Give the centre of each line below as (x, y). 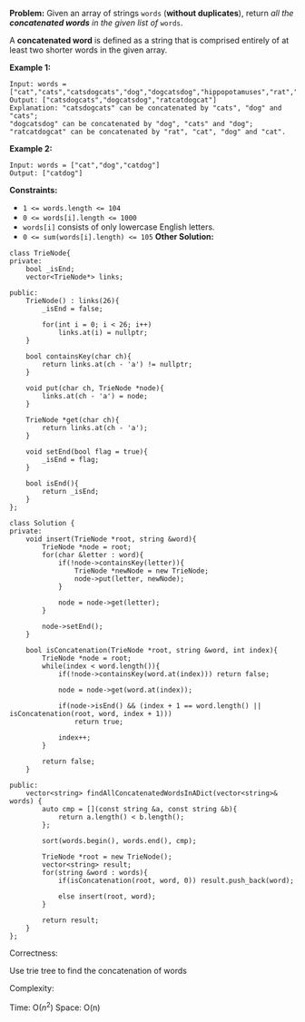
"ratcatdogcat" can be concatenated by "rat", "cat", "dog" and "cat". (148, 132)
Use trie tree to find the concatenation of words (98, 971)
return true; (99, 722)
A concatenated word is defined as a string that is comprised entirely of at (149, 40)
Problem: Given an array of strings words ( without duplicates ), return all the (152, 13)
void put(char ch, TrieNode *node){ (95, 388)
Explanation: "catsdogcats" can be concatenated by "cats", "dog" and (146, 108)
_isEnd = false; (73, 309)
